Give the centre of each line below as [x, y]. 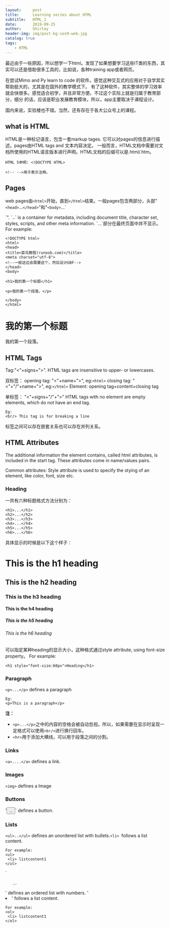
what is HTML [27, 126]
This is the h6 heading [29, 633]
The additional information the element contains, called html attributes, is [82, 455]
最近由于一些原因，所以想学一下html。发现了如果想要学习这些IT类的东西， [83, 63]
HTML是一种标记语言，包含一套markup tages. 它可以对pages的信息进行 [80, 139]
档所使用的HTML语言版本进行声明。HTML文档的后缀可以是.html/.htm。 [80, 152]
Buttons [15, 799]
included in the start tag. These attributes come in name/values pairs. [78, 460]
